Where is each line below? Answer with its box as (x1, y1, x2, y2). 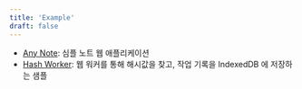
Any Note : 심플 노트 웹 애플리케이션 (22, 47, 150, 58)
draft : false (9, 22, 59, 31)
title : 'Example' (9, 13, 75, 22)
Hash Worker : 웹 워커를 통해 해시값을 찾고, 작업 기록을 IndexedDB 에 (22, 58, 269, 69)
